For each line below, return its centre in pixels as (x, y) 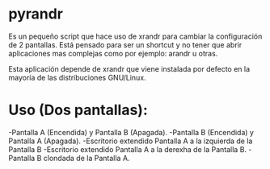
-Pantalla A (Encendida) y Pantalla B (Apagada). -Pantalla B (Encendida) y (131, 132)
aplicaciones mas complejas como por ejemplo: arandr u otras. (113, 53)
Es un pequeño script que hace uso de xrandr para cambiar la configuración (135, 36)
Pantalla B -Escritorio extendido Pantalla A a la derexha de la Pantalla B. (128, 149)
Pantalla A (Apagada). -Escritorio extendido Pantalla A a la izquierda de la (131, 141)
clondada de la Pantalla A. (86, 158)
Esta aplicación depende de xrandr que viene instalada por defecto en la (129, 68)
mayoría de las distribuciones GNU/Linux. (78, 77)
